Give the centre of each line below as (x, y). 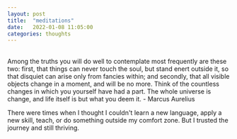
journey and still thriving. (44, 128)
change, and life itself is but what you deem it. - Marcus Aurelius (101, 99)
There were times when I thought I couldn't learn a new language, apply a (115, 113)
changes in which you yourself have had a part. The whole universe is (109, 91)
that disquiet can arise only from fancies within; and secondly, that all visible (118, 77)
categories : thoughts (39, 34)
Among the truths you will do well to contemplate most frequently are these (117, 62)
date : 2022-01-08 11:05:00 (50, 27)
